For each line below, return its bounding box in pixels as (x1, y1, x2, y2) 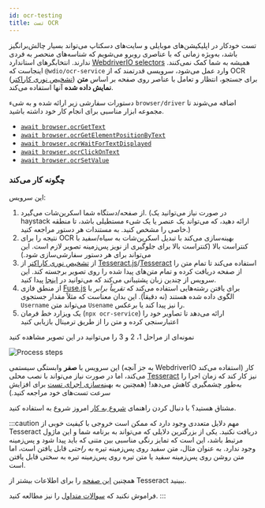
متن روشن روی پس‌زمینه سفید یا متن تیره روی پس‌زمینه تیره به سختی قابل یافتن (9, 451, 244, 461)
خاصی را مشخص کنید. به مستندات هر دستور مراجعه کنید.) (20, 224, 192, 233)
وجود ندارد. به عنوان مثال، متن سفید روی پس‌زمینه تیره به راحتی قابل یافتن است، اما (9, 443, 256, 453)
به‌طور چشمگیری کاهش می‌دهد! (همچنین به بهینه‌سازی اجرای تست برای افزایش (9, 379, 242, 389)
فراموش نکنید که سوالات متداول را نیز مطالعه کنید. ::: (9, 491, 166, 500)
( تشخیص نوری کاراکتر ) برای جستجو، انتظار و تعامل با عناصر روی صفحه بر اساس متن (9, 74, 258, 84)
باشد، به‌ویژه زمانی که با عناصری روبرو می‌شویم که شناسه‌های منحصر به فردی (9, 49, 238, 58)
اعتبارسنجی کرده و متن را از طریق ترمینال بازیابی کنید (20, 316, 179, 326)
